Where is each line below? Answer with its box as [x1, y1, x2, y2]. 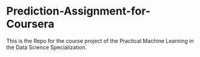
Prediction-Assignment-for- [6, 4, 151, 18]
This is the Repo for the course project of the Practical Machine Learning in [6, 37, 194, 44]
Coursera [6, 17, 55, 31]
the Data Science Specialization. [6, 44, 87, 51]
